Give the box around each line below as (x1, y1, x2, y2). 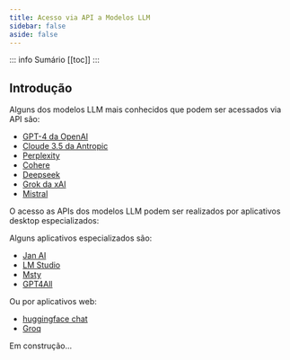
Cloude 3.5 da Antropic (22, 141, 109, 152)
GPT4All (22, 279, 53, 290)
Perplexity (22, 150, 60, 162)
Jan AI (22, 250, 47, 261)
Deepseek (22, 170, 61, 180)
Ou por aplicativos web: (9, 296, 97, 307)
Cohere (22, 160, 51, 171)
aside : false (9, 30, 58, 39)
